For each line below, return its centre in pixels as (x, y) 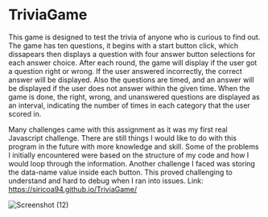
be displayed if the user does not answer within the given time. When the (130, 88)
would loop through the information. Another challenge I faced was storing (132, 163)
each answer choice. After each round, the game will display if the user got (133, 63)
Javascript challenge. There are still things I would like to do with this (123, 137)
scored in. (25, 113)
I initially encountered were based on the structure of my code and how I (129, 155)
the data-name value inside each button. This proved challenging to (121, 172)
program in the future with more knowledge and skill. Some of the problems (134, 146)
